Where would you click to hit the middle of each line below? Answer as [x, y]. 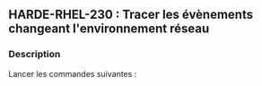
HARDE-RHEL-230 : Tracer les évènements [131, 15]
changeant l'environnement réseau [109, 29]
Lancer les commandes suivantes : [73, 73]
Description [35, 55]
